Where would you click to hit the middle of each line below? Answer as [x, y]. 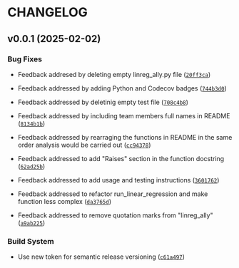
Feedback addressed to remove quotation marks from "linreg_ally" [115, 215]
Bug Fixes [25, 59]
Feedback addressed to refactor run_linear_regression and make [113, 194]
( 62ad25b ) [31, 166]
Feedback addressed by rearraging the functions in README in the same [125, 137]
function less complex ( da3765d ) [65, 201]
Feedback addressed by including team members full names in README [124, 115]
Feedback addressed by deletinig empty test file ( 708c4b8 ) [103, 102]
